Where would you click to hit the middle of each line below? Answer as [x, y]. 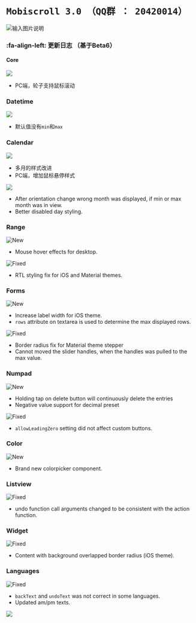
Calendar [20, 143]
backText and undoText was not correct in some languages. [88, 596]
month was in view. [39, 205]
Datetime [20, 101]
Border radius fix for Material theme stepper [69, 345]
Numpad [19, 374]
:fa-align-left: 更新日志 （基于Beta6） [61, 45]
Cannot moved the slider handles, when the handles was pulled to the [101, 352]
